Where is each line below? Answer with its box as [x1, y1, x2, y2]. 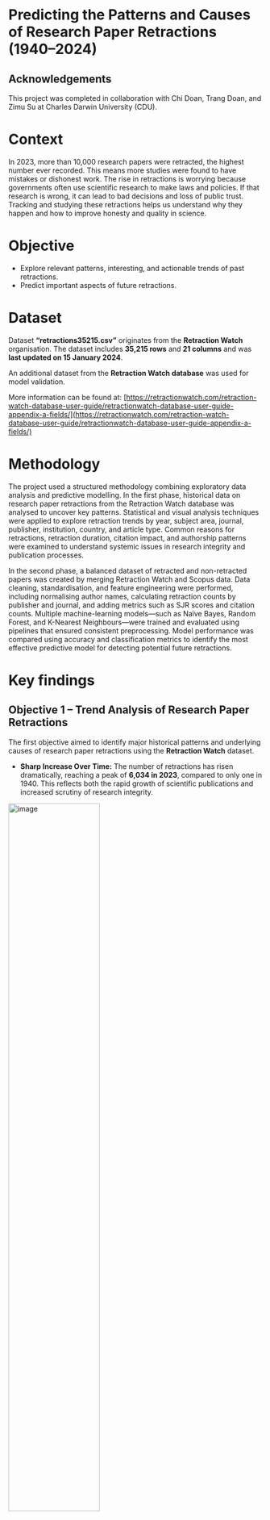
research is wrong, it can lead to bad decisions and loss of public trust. [8, 191, 244, 201]
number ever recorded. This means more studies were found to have [8, 165, 237, 175]
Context [8, 131, 64, 148]
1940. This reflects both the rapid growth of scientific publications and [19, 779, 254, 788]
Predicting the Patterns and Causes [8, 6, 251, 24]
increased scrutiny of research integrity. [19, 787, 153, 796]
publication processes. [8, 550, 85, 560]
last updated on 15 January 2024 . [8, 353, 123, 362]
